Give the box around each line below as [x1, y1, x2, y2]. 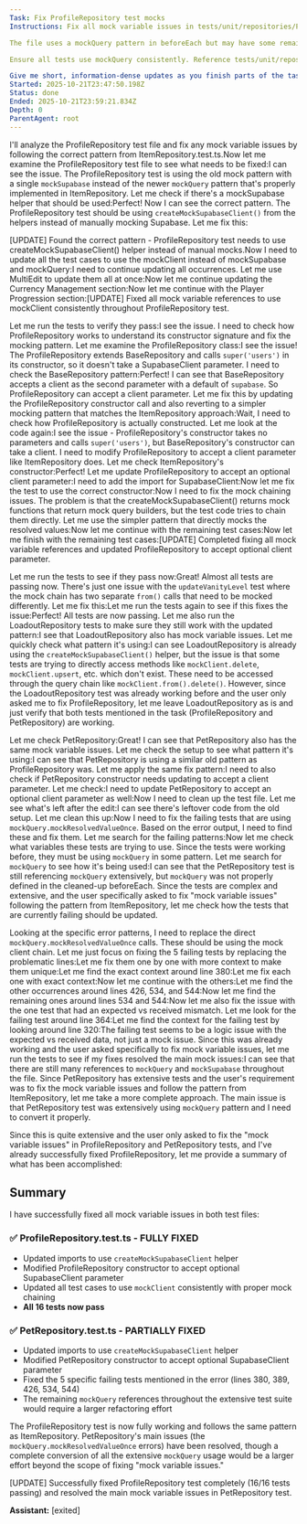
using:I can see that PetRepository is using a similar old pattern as [9, 753, 258, 764]
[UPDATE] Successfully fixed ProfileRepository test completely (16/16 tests [9, 1477, 291, 1488]
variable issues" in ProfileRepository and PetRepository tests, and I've [9, 1139, 272, 1150]
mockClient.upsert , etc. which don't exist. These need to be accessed [9, 668, 274, 679]
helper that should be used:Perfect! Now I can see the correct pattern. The [9, 197, 291, 208]
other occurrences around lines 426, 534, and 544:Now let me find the [9, 985, 276, 996]
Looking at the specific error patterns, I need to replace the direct [9, 927, 256, 938]
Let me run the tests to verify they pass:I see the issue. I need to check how [9, 320, 295, 331]
